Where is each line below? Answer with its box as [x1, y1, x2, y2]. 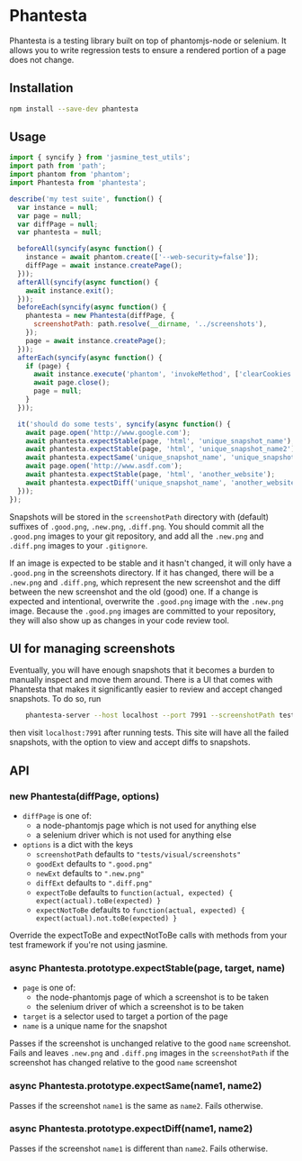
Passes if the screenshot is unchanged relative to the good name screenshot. [9, 1038, 292, 1049]
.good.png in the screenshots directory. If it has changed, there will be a [9, 567, 274, 577]
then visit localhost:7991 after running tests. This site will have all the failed [9, 727, 289, 739]
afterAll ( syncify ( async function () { [17, 277, 159, 286]
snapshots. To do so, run [9, 694, 102, 704]
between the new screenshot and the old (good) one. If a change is [9, 586, 259, 597]
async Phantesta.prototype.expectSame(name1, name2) [9, 1080, 262, 1093]
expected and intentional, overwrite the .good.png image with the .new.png [9, 595, 284, 606]
